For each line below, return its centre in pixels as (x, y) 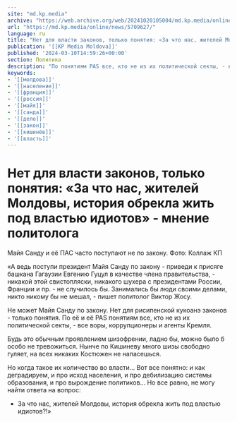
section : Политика (34, 60)
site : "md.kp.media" (38, 14)
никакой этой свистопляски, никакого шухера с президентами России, (115, 282)
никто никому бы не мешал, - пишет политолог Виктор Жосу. (100, 296)
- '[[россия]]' (30, 100)
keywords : (22, 73)
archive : (20, 20)
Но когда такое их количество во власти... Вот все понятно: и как (107, 368)
